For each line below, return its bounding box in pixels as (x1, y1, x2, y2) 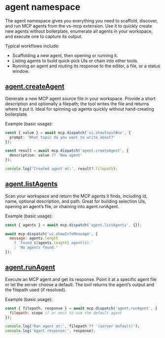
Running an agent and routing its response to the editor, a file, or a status (12, 63, 161, 69)
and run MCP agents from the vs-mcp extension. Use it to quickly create (5, 23, 152, 29)
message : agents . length (9, 236, 58, 241)
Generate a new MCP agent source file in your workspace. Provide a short (5, 95, 156, 101)
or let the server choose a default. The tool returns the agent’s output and (5, 281, 154, 287)
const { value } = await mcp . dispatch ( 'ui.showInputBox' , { (5, 130, 132, 135)
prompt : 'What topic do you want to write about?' (9, 135, 116, 140)
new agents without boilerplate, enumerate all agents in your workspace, (5, 28, 153, 34)
